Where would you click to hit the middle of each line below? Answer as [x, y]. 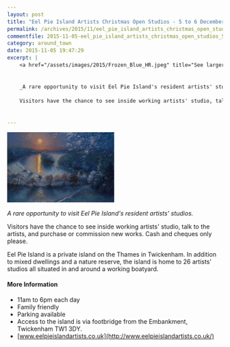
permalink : [23, 29]
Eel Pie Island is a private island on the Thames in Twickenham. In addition [112, 254]
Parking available [41, 314]
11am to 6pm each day [48, 300]
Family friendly [38, 307]
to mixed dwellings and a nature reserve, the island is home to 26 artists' [110, 261]
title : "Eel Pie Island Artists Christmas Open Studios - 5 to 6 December [116, 22]
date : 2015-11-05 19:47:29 [46, 51]
